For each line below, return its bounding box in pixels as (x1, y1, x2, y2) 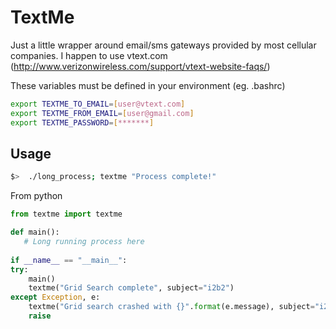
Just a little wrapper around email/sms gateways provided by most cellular (10, 39, 317, 51)
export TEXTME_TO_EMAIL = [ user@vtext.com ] (10, 99, 186, 109)
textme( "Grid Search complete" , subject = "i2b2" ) (28, 283, 235, 293)
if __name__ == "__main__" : (10, 255, 128, 265)
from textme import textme (10, 209, 123, 220)
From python (10, 190, 63, 202)
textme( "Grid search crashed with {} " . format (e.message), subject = (28, 302, 315, 312)
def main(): (10, 227, 60, 238)
